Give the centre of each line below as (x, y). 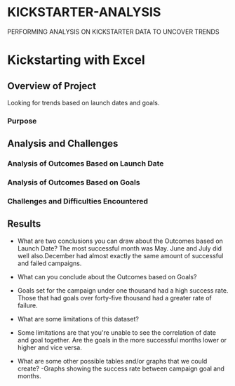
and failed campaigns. (49, 263)
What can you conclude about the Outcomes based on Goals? (107, 277)
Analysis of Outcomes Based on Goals (74, 182)
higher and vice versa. (50, 347)
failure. (27, 305)
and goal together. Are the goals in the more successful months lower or (122, 340)
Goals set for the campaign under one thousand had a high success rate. (123, 290)
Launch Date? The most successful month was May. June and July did (120, 248)
